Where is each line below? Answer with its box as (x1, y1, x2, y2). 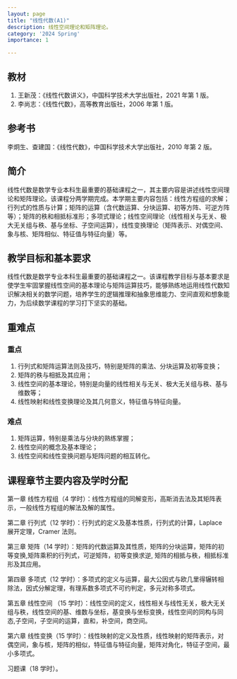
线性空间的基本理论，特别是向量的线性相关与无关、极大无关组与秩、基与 (17, 380, 228, 388)
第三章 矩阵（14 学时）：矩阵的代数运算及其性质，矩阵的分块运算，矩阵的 (7, 542, 219, 551)
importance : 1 (7, 37, 49, 44)
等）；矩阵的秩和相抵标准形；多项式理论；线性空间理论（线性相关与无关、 (7, 211, 221, 220)
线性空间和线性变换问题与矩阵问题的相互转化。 (17, 452, 154, 460)
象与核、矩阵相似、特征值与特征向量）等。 (7, 229, 131, 238)
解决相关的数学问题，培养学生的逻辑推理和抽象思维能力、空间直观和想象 (13, 290, 224, 298)
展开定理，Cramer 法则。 (7, 528, 80, 536)
